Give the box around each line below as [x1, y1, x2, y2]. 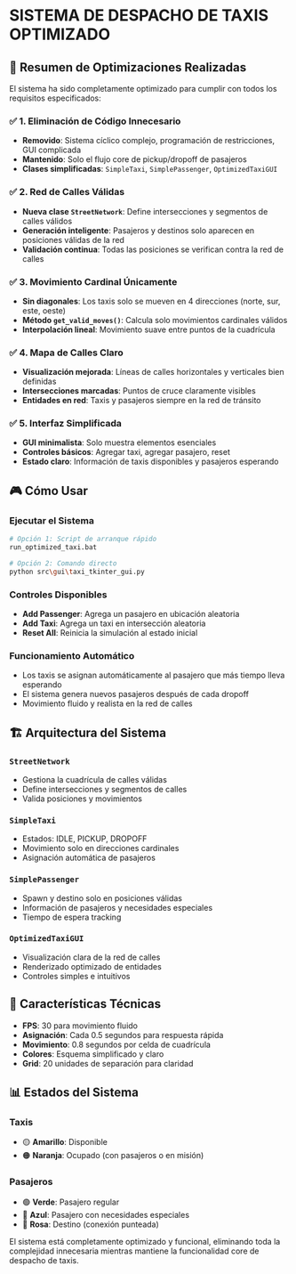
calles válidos [21, 215, 73, 226]
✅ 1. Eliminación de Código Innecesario [9, 115, 181, 127]
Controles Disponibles [9, 588, 108, 601]
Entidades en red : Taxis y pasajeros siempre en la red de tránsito [21, 395, 261, 406]
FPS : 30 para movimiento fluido [21, 1020, 139, 1031]
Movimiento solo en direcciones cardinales [21, 843, 180, 854]
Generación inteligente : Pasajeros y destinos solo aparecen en [21, 224, 255, 236]
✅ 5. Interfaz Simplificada [9, 418, 123, 430]
